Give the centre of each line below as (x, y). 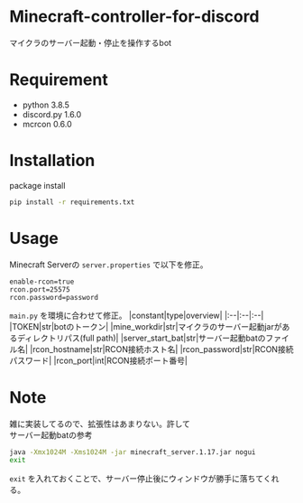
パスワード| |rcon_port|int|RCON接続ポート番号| (98, 360)
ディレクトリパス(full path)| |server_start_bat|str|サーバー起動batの (141, 338)
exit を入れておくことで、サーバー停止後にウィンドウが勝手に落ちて (137, 479)
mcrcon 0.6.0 (47, 124)
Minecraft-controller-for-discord (134, 17)
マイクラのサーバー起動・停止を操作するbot (91, 42)
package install (37, 185)
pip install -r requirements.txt (72, 202)
